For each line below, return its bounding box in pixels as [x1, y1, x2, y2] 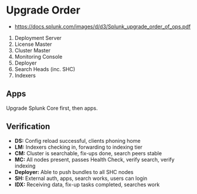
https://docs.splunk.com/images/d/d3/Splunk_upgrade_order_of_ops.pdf [14, 23, 191, 30]
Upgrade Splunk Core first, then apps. [6, 104, 98, 112]
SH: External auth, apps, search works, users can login [14, 175, 148, 182]
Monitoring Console [14, 53, 63, 60]
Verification [6, 122, 50, 132]
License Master [14, 41, 52, 48]
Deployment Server [14, 34, 62, 41]
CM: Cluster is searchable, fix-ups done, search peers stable [14, 149, 162, 156]
